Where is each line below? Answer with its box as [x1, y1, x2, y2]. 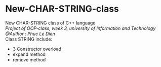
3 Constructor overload [12, 46, 62, 52]
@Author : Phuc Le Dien [5, 30, 56, 37]
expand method [12, 51, 46, 57]
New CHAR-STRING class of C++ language [5, 20, 96, 26]
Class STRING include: [5, 36, 52, 42]
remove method [12, 56, 46, 62]
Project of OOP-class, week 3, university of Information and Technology [5, 25, 156, 31]
